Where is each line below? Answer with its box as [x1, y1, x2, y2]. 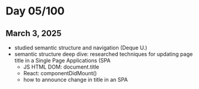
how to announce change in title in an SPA [23, 76, 128, 83]
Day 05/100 [5, 4, 65, 18]
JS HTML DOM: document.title [23, 63, 100, 70]
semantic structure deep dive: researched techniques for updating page [14, 51, 193, 58]
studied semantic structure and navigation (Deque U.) [14, 44, 148, 51]
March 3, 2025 [5, 28, 62, 38]
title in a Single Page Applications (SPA [14, 57, 111, 64]
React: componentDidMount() [23, 70, 97, 76]
